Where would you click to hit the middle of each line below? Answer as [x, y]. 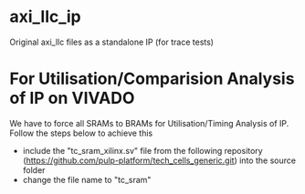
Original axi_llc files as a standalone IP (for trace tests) [112, 42]
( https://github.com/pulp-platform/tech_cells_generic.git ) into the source [159, 160]
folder [34, 169]
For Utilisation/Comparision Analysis [152, 79]
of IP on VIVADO [72, 98]
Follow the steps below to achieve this [81, 133]
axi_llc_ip [46, 17]
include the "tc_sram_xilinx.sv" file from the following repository [142, 150]
